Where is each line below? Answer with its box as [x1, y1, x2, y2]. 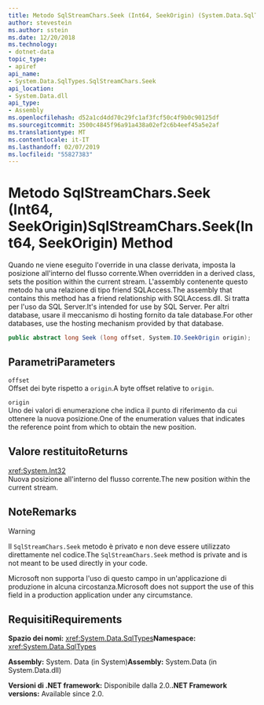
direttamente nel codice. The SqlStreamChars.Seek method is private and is [8, 549, 247, 559]
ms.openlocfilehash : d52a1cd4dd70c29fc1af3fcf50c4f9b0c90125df [8, 114, 220, 122]
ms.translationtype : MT [8, 128, 86, 136]
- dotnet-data [8, 48, 55, 56]
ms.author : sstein [8, 26, 68, 34]
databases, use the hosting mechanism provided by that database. [8, 319, 224, 329]
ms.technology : [8, 41, 58, 49]
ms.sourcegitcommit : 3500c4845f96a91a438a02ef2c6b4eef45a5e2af [8, 121, 220, 129]
